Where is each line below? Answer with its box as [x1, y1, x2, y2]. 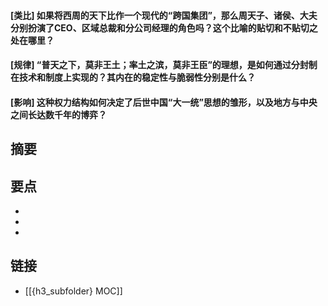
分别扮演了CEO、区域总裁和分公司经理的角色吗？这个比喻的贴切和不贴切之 [10, 21, 318, 34]
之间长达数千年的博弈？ [10, 108, 107, 120]
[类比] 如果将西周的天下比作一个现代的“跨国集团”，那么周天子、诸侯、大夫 [10, 9, 318, 21]
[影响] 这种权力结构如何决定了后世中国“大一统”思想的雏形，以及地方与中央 [10, 96, 318, 108]
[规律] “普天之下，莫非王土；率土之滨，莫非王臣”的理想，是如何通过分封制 [10, 59, 318, 71]
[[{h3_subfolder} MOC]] [24, 285, 123, 297]
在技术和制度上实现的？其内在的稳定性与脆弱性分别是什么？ [10, 71, 256, 84]
